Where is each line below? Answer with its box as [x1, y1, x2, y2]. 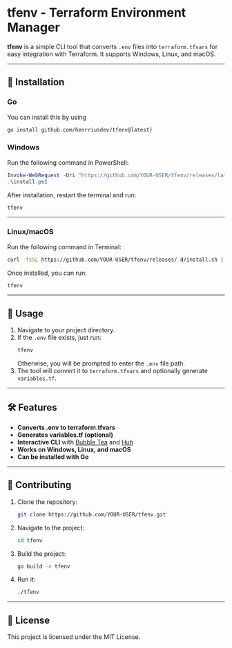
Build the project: [17, 549, 66, 558]
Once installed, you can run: [7, 269, 88, 277]
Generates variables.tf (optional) [17, 431, 114, 439]
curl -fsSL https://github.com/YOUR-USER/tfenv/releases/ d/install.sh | [7, 256, 224, 263]
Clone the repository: [17, 497, 78, 506]
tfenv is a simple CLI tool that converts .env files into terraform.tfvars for [7, 42, 218, 51]
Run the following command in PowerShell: [7, 158, 129, 167]
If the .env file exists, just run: [17, 334, 101, 342]
